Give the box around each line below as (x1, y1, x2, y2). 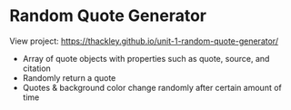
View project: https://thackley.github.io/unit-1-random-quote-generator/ (9, 35, 279, 46)
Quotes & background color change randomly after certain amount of (22, 82, 282, 93)
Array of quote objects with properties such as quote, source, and (22, 53, 270, 64)
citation (22, 63, 52, 74)
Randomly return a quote (22, 72, 116, 83)
